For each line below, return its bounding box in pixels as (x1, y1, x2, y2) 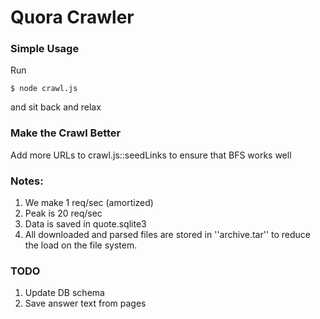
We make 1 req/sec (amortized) (24, 197, 154, 209)
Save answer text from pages (24, 297, 147, 310)
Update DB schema (24, 287, 105, 299)
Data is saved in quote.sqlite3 (24, 218, 147, 230)
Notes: (10, 174, 44, 188)
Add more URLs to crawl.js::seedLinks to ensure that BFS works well (10, 149, 292, 161)
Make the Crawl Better (10, 126, 122, 140)
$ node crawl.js (10, 84, 78, 94)
